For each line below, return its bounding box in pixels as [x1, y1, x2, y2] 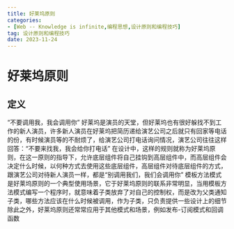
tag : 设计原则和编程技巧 [7, 29, 70, 37]
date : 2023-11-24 [7, 36, 58, 43]
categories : [7, 17, 42, 24]
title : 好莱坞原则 [7, 10, 56, 17]
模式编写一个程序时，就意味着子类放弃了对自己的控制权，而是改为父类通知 [13, 188, 227, 196]
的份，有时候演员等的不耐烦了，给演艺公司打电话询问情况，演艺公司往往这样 [7, 135, 227, 144]
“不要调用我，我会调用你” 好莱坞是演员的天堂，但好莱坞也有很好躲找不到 [7, 118, 216, 126]
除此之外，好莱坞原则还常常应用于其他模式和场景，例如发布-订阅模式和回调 [7, 205, 224, 214]
